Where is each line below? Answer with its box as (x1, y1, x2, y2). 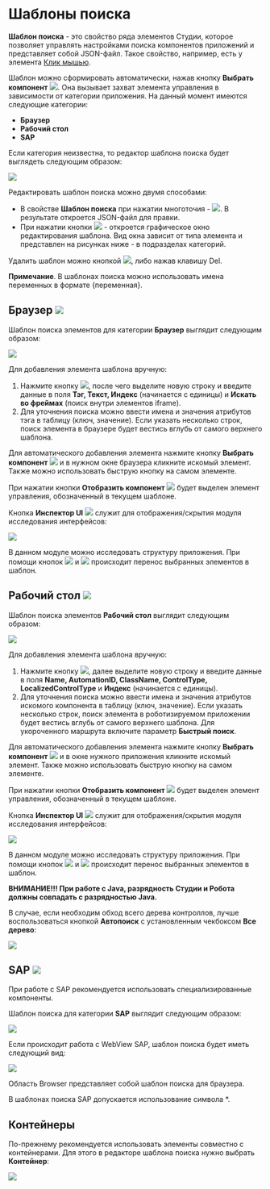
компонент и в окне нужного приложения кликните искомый (8, 751, 231, 761)
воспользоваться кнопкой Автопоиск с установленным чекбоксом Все (8, 916, 256, 926)
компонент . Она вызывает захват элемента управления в (8, 82, 219, 92)
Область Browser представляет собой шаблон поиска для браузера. (8, 1078, 245, 1089)
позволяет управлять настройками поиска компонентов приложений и (8, 40, 255, 49)
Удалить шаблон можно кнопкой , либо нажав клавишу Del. (8, 256, 223, 265)
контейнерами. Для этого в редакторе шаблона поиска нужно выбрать (8, 1148, 255, 1158)
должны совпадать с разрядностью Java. (8, 892, 157, 902)
